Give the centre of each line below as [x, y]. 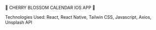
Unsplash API [19, 22]
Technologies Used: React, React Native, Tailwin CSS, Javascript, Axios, [78, 17]
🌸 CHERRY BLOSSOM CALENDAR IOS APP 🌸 [50, 8]
